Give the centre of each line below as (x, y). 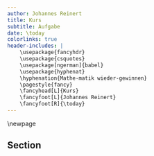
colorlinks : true (32, 40)
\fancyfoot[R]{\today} (52, 104)
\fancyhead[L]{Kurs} (49, 91)
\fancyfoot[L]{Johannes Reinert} (68, 98)
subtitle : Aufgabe (34, 26)
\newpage (22, 123)
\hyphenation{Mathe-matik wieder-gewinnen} (84, 78)
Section (24, 145)
